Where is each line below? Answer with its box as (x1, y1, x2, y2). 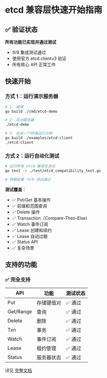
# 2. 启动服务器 (5, 118, 35, 123)
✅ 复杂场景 (12, 245, 35, 251)
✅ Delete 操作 (12, 209, 40, 215)
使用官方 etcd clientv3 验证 (12, 55, 67, 61)
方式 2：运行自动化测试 (5, 152, 59, 159)
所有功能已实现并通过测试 (5, 39, 56, 45)
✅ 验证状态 (5, 25, 38, 34)
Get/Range (7, 308, 33, 315)
